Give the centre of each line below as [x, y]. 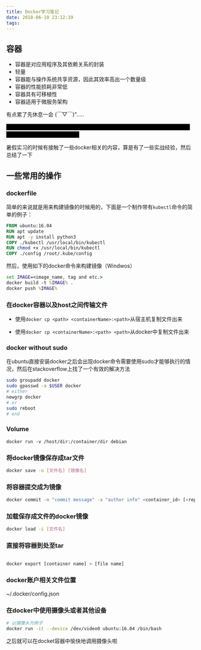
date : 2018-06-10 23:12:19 [40, 17]
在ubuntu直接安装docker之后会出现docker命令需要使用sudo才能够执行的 [96, 362]
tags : [13, 23]
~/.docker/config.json [33, 594]
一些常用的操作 [34, 175]
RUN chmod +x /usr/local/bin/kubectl [53, 248]
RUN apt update [25, 231]
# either [17, 392]
